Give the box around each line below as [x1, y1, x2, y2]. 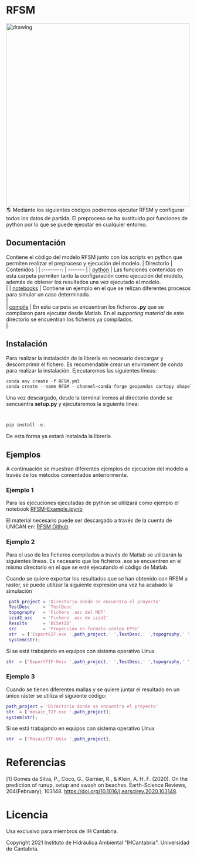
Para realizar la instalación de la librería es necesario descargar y [6, 354, 164, 361]
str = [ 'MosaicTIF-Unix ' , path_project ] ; [6, 736, 111, 742]
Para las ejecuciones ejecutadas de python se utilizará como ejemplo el [6, 499, 179, 507]
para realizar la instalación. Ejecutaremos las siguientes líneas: [6, 367, 157, 374]
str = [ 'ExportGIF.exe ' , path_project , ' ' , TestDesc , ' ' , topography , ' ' [8, 631, 191, 637]
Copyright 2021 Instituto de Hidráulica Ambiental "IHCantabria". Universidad [6, 839, 189, 846]
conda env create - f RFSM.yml [6, 378, 80, 384]
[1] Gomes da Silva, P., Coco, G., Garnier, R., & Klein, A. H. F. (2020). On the [6, 776, 188, 783]
